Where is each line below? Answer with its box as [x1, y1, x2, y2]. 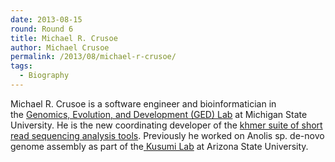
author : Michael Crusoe [10, 42, 110, 53]
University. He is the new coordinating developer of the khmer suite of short [10, 119, 323, 131]
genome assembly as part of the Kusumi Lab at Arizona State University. [10, 140, 309, 152]
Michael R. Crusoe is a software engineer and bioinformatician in [10, 97, 277, 110]
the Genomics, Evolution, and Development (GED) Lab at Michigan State [10, 108, 308, 120]
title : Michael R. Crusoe [10, 33, 118, 43]
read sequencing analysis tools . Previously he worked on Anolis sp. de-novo [10, 129, 325, 141]
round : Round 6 [10, 24, 74, 34]
